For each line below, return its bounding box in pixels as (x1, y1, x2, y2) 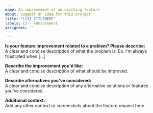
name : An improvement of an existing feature (5, 7, 100, 12)
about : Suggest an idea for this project (5, 12, 91, 17)
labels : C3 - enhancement (5, 21, 58, 26)
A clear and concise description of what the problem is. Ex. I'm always (5, 48, 147, 54)
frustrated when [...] (5, 53, 46, 59)
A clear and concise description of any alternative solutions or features (5, 83, 149, 89)
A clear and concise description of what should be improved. (5, 68, 128, 74)
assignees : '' (5, 25, 34, 30)
